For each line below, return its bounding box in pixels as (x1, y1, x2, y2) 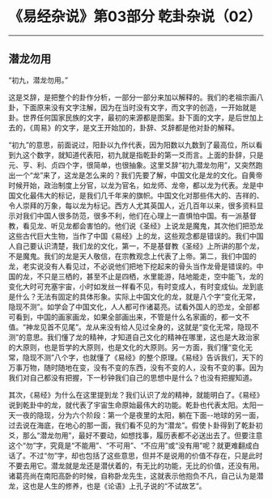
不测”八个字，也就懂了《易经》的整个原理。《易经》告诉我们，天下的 (36, 352, 264, 362)
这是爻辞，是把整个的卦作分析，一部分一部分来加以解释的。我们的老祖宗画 (8, 92, 257, 102)
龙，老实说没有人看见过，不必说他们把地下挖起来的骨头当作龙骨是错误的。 (8, 261, 257, 271)
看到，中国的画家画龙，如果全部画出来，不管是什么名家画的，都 (15, 312, 228, 321)
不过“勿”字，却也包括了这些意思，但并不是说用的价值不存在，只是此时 (29, 450, 263, 460)
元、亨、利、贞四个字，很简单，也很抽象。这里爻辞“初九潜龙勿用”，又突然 (8, 160, 257, 170)
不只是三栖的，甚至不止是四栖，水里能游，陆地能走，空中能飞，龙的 (36, 271, 264, 281)
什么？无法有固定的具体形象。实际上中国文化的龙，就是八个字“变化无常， (15, 292, 261, 301)
